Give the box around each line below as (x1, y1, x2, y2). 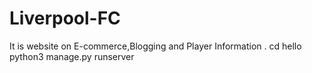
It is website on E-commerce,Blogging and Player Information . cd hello (9, 40, 302, 52)
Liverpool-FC (9, 7, 121, 30)
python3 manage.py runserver (9, 50, 135, 62)
